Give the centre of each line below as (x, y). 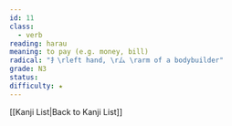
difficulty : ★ (37, 86)
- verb (30, 35)
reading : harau (38, 43)
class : (22, 26)
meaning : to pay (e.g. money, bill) (79, 52)
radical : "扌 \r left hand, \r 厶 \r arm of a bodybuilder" (116, 60)
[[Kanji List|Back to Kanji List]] (66, 111)
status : (24, 78)
